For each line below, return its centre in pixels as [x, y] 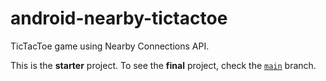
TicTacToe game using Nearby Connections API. [110, 46]
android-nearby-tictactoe [119, 18]
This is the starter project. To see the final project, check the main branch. [163, 65]
